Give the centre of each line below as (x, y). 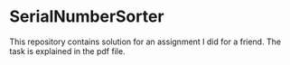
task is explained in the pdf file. (67, 51)
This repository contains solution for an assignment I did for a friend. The (145, 42)
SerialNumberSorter (87, 17)
